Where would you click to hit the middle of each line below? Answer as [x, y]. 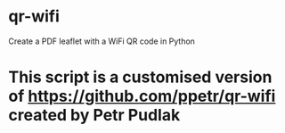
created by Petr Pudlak [94, 116]
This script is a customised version [140, 77]
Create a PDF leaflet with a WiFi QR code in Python [102, 41]
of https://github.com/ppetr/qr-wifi [142, 96]
